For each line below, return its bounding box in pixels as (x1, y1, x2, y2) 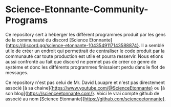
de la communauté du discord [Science (5, 37, 89, 43)
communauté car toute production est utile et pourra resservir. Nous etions (5, 53, 163, 59)
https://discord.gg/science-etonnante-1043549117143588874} (7, 42, 139, 48)
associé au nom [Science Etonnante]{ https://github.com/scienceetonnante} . (5, 96, 166, 102)
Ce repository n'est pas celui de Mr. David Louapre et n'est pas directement (5, 79, 165, 85)
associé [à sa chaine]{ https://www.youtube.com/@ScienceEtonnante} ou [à (5, 84, 165, 91)
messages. (5, 69, 29, 75)
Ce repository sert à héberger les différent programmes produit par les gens (5, 31, 166, 37)
